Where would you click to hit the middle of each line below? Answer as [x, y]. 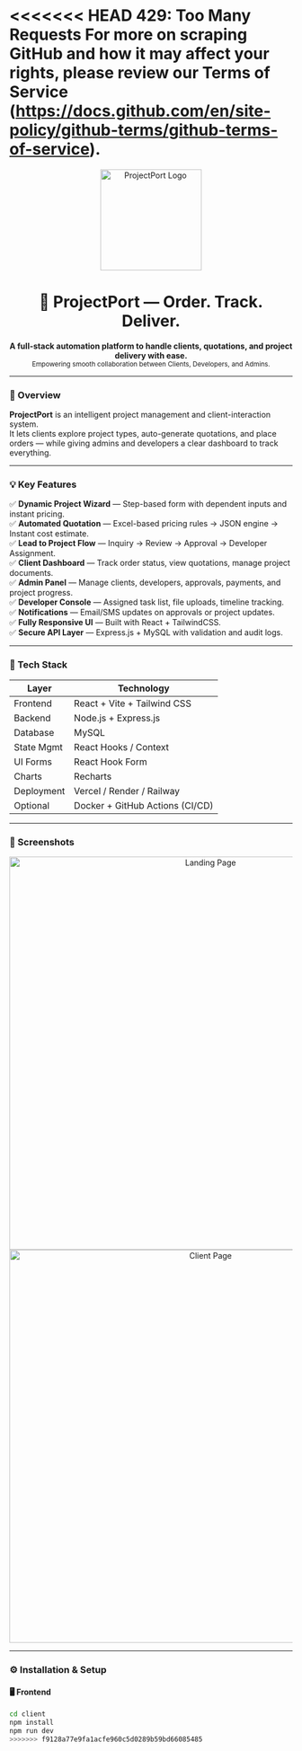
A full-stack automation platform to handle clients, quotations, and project [151, 346]
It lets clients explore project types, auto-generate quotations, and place [143, 434]
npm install [31, 1723]
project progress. [41, 593]
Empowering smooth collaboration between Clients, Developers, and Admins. [151, 364]
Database [34, 732]
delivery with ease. [151, 355]
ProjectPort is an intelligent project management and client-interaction [140, 415]
